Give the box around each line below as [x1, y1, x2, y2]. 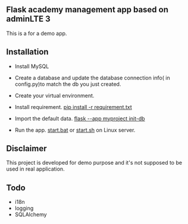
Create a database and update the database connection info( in [14, 74, 171, 81]
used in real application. [6, 165, 65, 172]
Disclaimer [6, 143, 47, 153]
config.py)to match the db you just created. [14, 80, 121, 88]
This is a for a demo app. [6, 30, 67, 37]
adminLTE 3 [6, 14, 51, 24]
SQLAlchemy [14, 211, 47, 218]
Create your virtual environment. [14, 92, 95, 99]
